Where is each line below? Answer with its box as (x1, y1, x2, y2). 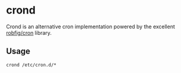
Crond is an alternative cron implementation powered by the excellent (6, 23, 175, 30)
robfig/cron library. (6, 29, 52, 36)
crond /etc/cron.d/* (6, 62, 57, 68)
